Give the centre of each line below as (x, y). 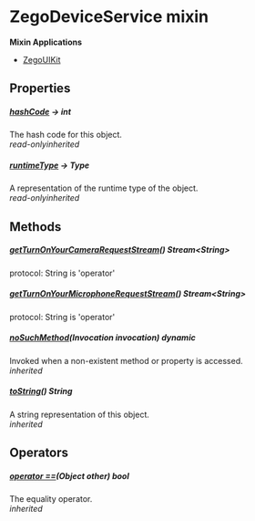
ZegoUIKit (41, 59)
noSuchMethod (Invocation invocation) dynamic (102, 338)
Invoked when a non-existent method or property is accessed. (126, 360)
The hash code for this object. (66, 135)
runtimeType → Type (50, 165)
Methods (36, 227)
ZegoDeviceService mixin (109, 17)
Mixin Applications (46, 42)
